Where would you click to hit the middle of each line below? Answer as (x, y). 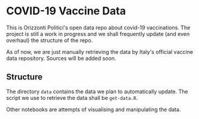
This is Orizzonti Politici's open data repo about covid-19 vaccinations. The (98, 28)
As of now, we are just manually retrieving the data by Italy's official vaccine (99, 51)
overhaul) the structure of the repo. (50, 40)
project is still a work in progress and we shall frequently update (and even (98, 33)
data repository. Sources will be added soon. (61, 58)
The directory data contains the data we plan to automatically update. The (97, 91)
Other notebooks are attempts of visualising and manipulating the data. (94, 109)
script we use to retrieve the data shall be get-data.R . (72, 97)
